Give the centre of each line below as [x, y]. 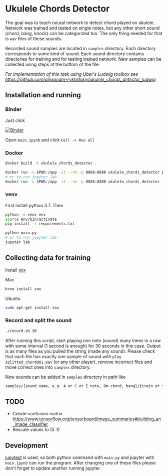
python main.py [21, 233]
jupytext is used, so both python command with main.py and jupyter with [80, 457]
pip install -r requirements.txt [40, 224]
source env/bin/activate [31, 219]
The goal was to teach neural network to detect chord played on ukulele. [80, 23]
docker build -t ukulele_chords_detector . [51, 163]
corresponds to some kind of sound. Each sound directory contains [74, 54]
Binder [13, 109]
